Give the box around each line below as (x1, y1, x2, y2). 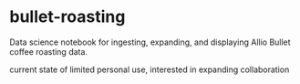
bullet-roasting (9, 6, 126, 27)
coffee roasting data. (9, 46, 88, 57)
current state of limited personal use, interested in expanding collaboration (9, 64, 290, 75)
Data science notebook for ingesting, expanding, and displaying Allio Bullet (9, 37, 291, 47)
